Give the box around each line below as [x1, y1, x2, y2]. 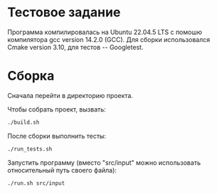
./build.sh [7, 119, 40, 126]
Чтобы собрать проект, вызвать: [7, 104, 107, 114]
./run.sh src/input [7, 179, 65, 187]
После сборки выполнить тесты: [7, 131, 107, 140]
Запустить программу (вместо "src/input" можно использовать [7, 158, 201, 167]
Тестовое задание [7, 4, 121, 21]
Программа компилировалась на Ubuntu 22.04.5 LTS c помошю [7, 28, 203, 36]
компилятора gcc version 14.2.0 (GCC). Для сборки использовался [7, 35, 211, 43]
